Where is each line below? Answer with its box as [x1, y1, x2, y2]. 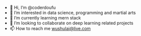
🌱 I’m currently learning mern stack [9, 15, 81, 20]
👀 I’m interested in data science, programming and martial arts [9, 10, 136, 16]
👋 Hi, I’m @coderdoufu [9, 5, 56, 10]
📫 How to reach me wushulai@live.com [9, 26, 91, 31]
